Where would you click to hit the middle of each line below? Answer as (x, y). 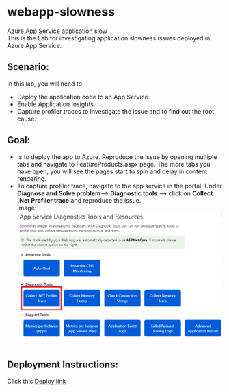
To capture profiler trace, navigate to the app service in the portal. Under (119, 186)
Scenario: (28, 67)
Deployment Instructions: (63, 365)
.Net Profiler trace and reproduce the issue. (79, 200)
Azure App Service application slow (57, 31)
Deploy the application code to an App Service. (83, 97)
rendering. (31, 178)
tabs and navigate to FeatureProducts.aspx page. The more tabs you (113, 164)
